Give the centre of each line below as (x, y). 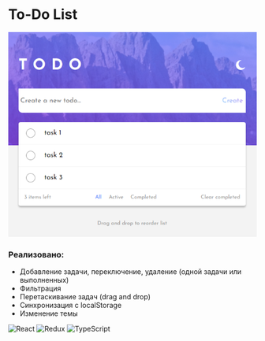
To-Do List (43, 15)
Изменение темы (49, 313)
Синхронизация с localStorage (71, 305)
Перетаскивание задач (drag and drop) (85, 296)
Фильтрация (40, 288)
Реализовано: (36, 254)
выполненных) (44, 280)
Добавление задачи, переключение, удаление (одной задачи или (131, 271)
